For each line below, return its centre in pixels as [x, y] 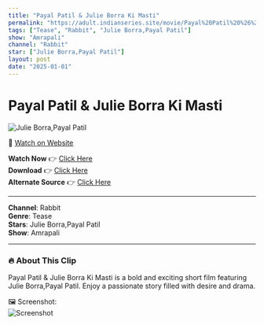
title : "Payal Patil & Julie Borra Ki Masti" [84, 15]
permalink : [26, 23]
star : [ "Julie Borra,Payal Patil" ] [66, 52]
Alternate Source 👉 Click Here [60, 182]
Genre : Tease [30, 216]
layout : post [29, 60]
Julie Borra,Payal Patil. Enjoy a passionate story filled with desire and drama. [132, 286]
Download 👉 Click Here [48, 170]
